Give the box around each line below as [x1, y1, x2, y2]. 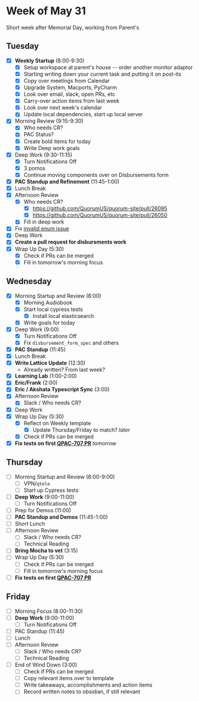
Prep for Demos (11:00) [14, 507, 71, 513]
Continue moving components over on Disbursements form [23, 171, 169, 178]
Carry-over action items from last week [23, 97, 120, 105]
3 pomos [23, 164, 46, 172]
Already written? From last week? [23, 366, 106, 373]
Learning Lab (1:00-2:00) [14, 372, 77, 379]
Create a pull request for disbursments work [14, 238, 127, 245]
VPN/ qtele [23, 479, 50, 487]
